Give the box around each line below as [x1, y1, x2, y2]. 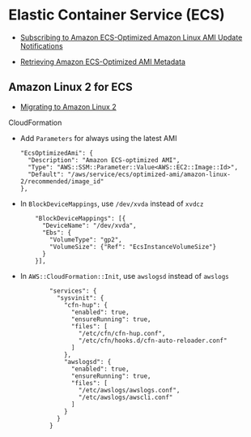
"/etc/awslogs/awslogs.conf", [78, 386, 181, 394]
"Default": [28, 170, 65, 178]
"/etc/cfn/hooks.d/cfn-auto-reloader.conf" [78, 336, 228, 345]
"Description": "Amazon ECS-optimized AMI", [28, 156, 181, 164]
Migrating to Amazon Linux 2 [19, 101, 117, 111]
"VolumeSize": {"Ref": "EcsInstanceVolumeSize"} [49, 242, 217, 251]
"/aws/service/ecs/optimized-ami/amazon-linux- [67, 170, 232, 178]
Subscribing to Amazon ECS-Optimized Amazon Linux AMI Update [19, 32, 243, 42]
